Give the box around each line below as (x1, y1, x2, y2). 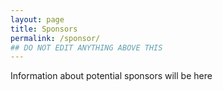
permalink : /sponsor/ (10, 33, 101, 43)
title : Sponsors (10, 24, 78, 34)
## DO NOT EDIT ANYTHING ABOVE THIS (10, 42, 163, 53)
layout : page (10, 14, 65, 25)
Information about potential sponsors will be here (10, 70, 213, 82)
